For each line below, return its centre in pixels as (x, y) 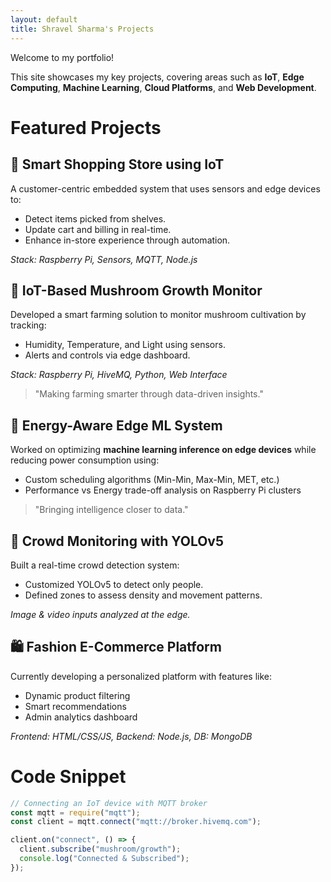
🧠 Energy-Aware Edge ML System (116, 425)
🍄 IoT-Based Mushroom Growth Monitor (136, 290)
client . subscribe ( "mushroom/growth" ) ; (100, 849)
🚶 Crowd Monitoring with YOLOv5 (117, 541)
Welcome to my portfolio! (62, 57)
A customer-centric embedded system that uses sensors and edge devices (165, 188)
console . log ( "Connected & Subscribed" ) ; (104, 859)
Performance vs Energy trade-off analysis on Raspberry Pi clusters (163, 490)
